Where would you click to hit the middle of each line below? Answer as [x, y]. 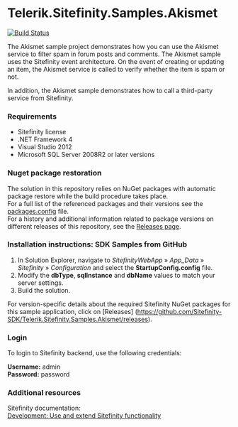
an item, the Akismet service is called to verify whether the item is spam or [116, 69]
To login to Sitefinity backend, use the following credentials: [95, 353]
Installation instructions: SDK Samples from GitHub [97, 244]
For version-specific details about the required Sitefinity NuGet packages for [119, 304]
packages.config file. [38, 211]
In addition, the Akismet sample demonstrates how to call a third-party [110, 90]
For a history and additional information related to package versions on [110, 219]
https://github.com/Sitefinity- [180, 311]
